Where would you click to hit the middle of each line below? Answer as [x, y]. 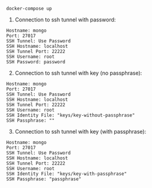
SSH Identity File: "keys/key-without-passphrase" [71, 115]
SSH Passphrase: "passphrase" [44, 179]
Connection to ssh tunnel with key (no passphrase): [78, 73]
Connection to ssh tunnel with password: [65, 20]
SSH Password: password [36, 62]
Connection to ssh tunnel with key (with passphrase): [80, 132]
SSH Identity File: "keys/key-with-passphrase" [67, 174]
